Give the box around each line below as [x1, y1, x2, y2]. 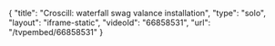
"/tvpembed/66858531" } [8, 27, 104, 37]
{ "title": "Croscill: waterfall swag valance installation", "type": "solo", [8, 8, 266, 18]
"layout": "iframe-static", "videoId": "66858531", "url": [8, 17, 211, 28]
